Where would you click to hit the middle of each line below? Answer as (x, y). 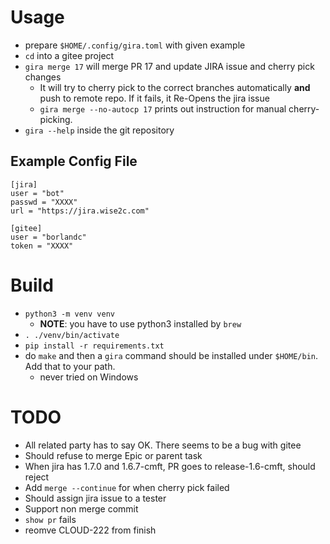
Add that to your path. (70, 366)
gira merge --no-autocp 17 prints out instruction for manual (163, 108)
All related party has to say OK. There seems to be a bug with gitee (163, 445)
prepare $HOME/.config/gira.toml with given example (135, 45)
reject (37, 477)
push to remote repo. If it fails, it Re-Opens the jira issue (154, 98)
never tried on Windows (89, 377)
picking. (56, 119)
